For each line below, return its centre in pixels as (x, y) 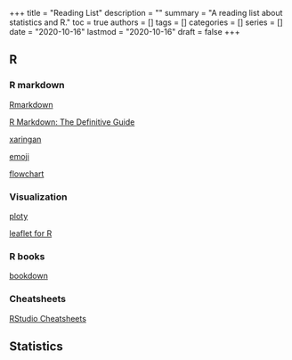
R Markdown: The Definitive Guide (72, 122)
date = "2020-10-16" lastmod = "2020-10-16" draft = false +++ (125, 32)
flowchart (27, 174)
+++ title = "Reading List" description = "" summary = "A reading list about (146, 13)
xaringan (25, 139)
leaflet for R (31, 233)
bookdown (29, 276)
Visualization (38, 197)
